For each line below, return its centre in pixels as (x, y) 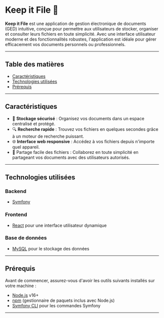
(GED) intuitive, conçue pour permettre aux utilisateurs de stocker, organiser (82, 28)
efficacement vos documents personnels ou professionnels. (65, 44)
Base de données (26, 238)
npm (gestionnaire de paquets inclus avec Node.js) (63, 300)
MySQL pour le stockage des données (51, 248)
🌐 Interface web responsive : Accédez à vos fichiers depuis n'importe (83, 141)
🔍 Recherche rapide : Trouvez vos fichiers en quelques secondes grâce (85, 129)
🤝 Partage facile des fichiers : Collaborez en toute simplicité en (75, 152)
